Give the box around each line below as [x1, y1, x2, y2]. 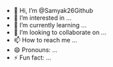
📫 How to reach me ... [13, 36, 77, 44]
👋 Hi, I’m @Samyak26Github [13, 7, 94, 14]
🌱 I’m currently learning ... [13, 21, 87, 29]
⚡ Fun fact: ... [13, 53, 51, 62]
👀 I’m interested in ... [13, 14, 72, 22]
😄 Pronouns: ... [13, 46, 58, 54]
